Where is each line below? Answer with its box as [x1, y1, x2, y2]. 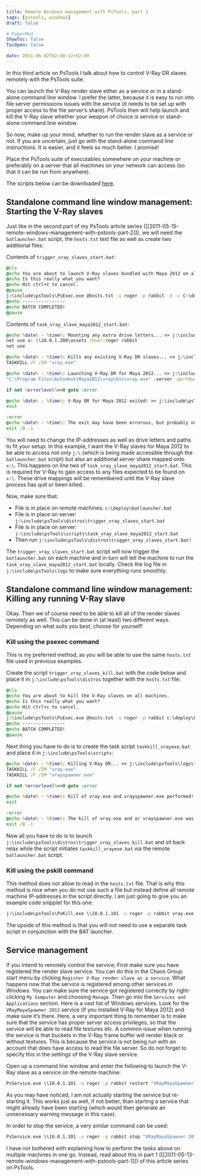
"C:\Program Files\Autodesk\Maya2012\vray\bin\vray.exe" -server [6, 376, 172, 382]
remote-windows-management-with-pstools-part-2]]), [6, 229, 141, 236]
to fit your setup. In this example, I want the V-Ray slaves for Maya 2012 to [6, 442, 190, 449]
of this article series [139, 1157, 188, 1165]
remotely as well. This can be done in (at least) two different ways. [6, 616, 170, 623]
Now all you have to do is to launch [6, 832, 93, 839]
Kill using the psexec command [6, 638, 99, 646]
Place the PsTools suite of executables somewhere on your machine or [6, 155, 181, 162]
